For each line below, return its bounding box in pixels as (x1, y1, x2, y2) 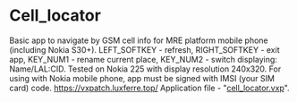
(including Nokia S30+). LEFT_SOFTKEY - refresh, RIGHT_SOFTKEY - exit (9, 44, 280, 55)
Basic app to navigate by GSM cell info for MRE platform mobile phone (9, 35, 268, 46)
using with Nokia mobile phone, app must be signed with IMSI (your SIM (9, 72, 276, 83)
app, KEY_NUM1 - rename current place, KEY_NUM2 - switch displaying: (9, 54, 277, 64)
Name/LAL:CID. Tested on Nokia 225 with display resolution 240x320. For (9, 64, 282, 74)
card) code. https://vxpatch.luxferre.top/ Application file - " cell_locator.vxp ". (9, 82, 290, 93)
